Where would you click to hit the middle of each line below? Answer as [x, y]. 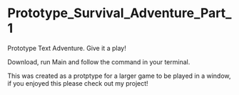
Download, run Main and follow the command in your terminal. [99, 61]
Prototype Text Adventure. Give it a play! [67, 48]
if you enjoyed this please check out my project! [78, 83]
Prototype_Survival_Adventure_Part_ [119, 13]
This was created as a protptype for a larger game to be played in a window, [119, 76]
